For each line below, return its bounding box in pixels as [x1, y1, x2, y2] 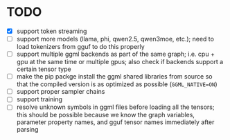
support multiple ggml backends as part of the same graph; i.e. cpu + [16, 50, 215, 59]
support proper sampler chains [16, 88, 105, 96]
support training [16, 95, 63, 103]
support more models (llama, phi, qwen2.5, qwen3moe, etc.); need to [16, 35, 214, 43]
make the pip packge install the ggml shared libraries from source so [16, 72, 213, 81]
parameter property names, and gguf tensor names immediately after [16, 118, 215, 126]
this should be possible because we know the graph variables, [16, 111, 195, 119]
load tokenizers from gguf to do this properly [16, 43, 145, 51]
